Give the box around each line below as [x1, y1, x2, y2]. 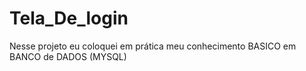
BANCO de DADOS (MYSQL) [9, 50, 127, 62]
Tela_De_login [9, 7, 129, 30]
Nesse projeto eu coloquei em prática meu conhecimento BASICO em [9, 40, 297, 52]
